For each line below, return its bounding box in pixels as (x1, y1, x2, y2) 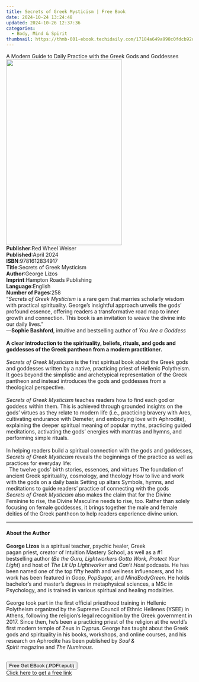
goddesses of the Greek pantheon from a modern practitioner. (6, 346, 163, 353)
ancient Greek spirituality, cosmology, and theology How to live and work (6, 472, 185, 479)
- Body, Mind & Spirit (11, 31, 68, 37)
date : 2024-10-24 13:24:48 (6, 14, 73, 20)
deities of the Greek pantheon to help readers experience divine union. (6, 510, 179, 517)
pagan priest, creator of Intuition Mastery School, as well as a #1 (6, 549, 163, 556)
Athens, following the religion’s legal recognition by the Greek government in (6, 612, 192, 619)
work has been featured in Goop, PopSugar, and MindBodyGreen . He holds (6, 574, 190, 582)
